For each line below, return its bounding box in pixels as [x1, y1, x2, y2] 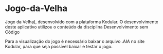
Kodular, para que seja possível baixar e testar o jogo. [5, 43, 113, 49]
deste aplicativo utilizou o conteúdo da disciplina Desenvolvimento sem [5, 24, 148, 29]
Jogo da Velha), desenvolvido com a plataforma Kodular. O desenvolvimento [5, 19, 159, 25]
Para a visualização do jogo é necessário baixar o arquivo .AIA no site [5, 38, 145, 44]
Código [5, 29, 20, 35]
